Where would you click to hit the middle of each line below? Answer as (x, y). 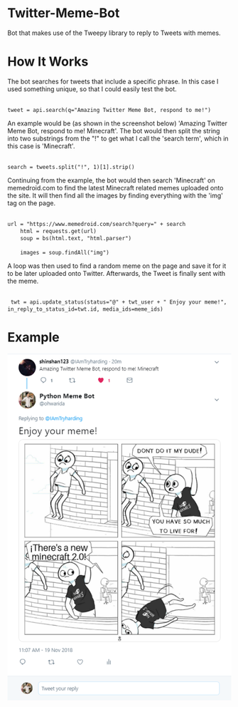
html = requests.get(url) (59, 231)
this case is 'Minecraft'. (41, 146)
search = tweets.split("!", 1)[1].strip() (71, 167)
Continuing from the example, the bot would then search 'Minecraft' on (111, 180)
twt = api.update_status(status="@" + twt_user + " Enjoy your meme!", (119, 302)
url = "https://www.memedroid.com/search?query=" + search (97, 224)
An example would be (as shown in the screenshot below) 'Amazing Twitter (117, 123)
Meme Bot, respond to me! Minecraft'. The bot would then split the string (114, 130)
